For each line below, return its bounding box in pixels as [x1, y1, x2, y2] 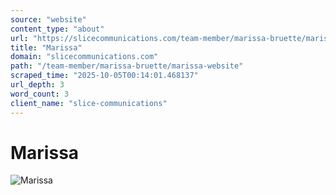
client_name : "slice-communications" [10, 98, 168, 108]
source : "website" [10, 14, 87, 25]
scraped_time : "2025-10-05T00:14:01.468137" [10, 71, 199, 81]
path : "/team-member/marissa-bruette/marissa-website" [10, 61, 244, 71]
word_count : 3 [10, 89, 70, 99]
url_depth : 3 [10, 80, 65, 90]
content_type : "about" [10, 24, 105, 34]
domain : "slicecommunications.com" [10, 52, 159, 62]
